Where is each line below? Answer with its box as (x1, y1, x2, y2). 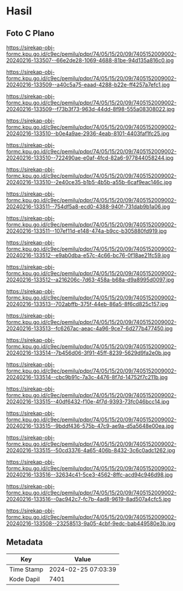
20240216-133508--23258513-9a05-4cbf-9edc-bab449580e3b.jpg (6, 520, 176, 527)
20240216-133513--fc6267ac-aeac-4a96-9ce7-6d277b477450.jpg (6, 325, 173, 332)
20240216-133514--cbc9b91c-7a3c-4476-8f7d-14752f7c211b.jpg (6, 374, 168, 380)
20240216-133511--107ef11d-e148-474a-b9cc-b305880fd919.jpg (6, 227, 167, 235)
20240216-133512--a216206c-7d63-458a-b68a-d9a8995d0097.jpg (6, 276, 175, 283)
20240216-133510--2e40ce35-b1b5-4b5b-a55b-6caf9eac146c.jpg (6, 179, 172, 185)
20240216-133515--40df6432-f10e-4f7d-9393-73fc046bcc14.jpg (6, 398, 170, 405)
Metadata (6, 537, 43, 547)
